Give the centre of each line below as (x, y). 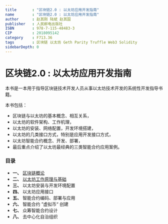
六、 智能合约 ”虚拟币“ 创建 (40, 204)
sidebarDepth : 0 (22, 47)
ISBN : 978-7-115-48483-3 (40, 28)
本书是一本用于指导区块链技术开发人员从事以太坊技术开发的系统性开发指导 (82, 88)
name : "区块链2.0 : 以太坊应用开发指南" (52, 14)
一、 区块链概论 (28, 172)
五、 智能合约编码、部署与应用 (44, 197)
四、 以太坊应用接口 (33, 191)
